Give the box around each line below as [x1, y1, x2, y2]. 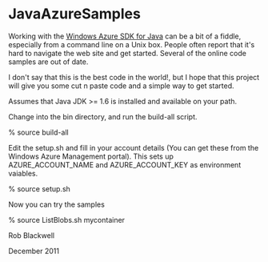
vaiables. [8, 168, 38, 178]
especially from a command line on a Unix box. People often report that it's [8, 39, 255, 49]
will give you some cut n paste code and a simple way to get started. [8, 81, 234, 91]
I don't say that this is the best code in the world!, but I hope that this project [8, 72, 260, 82]
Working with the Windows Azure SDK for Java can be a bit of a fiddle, [8, 31, 242, 41]
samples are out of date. [8, 57, 89, 67]
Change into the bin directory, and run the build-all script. [8, 111, 198, 121]
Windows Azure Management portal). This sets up [8, 151, 174, 161]
